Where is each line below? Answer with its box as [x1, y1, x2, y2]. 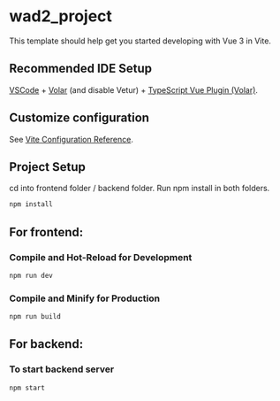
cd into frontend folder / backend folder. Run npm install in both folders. [9, 183, 270, 194]
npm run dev [9, 271, 53, 280]
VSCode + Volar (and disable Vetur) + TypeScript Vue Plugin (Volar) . [9, 84, 259, 95]
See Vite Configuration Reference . [9, 134, 134, 144]
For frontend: [9, 224, 84, 240]
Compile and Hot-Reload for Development [9, 251, 193, 263]
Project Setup [9, 159, 87, 174]
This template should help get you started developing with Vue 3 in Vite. [9, 35, 272, 46]
